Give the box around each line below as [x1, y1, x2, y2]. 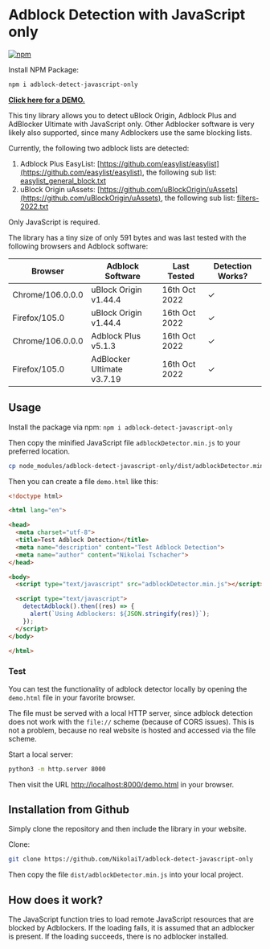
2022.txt [19, 201, 49, 211]
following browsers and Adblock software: [8, 241, 149, 251]
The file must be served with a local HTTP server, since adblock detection [8, 708, 253, 717]
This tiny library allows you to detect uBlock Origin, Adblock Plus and [8, 110, 237, 120]
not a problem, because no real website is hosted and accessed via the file [8, 725, 256, 735]
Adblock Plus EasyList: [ [19, 158, 100, 168]
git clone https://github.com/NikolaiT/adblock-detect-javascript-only [8, 855, 253, 864]
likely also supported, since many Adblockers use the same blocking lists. [8, 127, 252, 138]
